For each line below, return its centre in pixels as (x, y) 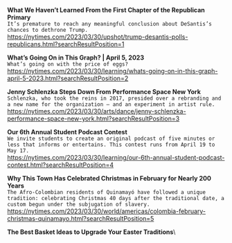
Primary (19, 17)
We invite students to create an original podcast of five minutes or (111, 138)
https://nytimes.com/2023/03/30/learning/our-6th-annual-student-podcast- (116, 157)
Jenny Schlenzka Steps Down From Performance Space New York (104, 92)
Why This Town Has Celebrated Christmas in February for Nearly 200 (109, 178)
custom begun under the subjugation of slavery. (79, 204)
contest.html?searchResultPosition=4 (61, 165)
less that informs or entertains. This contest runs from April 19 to (111, 145)
